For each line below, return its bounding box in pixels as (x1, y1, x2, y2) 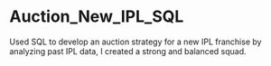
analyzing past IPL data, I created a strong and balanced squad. (9, 45, 247, 56)
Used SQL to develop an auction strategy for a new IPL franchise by (9, 36, 262, 47)
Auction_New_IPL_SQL (9, 6, 184, 27)
